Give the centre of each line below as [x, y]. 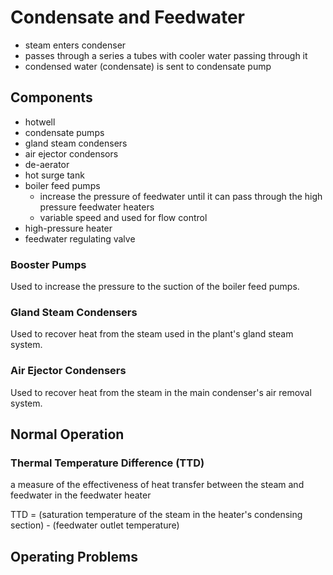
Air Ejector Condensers [68, 371]
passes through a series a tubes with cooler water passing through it [166, 55]
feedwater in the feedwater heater [81, 495]
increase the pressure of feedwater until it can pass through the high [181, 196]
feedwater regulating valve [80, 238]
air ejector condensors [71, 153]
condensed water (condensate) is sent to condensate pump [148, 66]
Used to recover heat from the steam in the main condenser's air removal [161, 392]
